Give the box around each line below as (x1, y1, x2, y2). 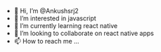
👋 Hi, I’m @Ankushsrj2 (13, 7, 79, 15)
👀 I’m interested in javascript (13, 14, 96, 22)
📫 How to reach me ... (13, 37, 79, 45)
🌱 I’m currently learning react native (13, 22, 118, 30)
